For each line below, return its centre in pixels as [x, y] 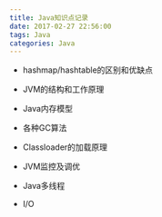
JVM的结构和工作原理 [63, 89]
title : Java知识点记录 [49, 18]
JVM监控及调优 [51, 167]
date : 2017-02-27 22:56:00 [61, 26]
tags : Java [30, 35]
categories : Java [42, 43]
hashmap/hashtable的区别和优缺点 [87, 70]
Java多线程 [44, 186]
